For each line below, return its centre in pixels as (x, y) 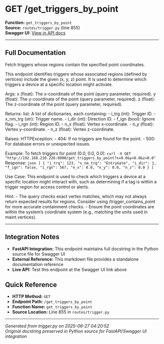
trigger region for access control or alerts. (47, 187)
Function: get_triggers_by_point (39, 22)
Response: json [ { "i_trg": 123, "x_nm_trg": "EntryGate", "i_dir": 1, (81, 162)
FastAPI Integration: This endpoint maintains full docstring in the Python (85, 249)
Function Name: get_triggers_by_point (52, 307)
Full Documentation (35, 53)
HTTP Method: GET (31, 297)
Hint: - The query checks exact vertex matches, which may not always (76, 196)
